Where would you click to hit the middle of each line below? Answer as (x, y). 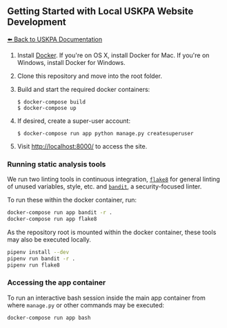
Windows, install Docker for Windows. (71, 62)
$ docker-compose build (51, 102)
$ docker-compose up (47, 108)
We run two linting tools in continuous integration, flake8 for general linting (114, 180)
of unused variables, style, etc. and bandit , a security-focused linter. (105, 186)
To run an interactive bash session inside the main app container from (106, 298)
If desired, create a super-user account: (74, 121)
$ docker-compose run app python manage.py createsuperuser (105, 133)
